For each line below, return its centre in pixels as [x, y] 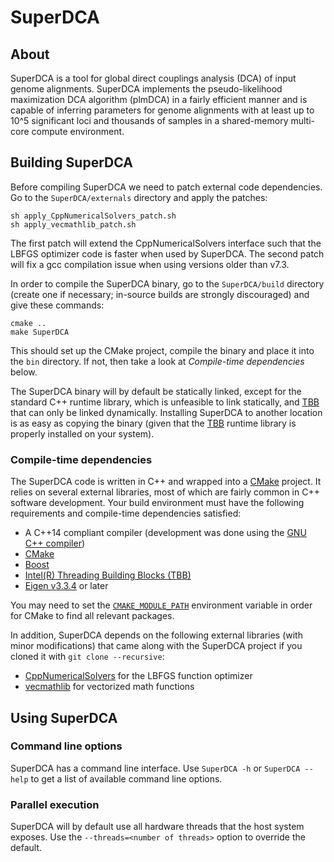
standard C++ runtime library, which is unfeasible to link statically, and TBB [165, 402]
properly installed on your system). [82, 433]
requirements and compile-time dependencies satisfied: [126, 513]
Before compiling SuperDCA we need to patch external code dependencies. [166, 187]
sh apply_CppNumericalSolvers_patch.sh [93, 216]
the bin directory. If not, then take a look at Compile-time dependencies [157, 361]
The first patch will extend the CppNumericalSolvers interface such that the [166, 243]
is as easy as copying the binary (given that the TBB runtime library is [153, 423]
